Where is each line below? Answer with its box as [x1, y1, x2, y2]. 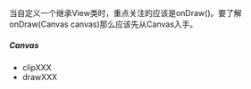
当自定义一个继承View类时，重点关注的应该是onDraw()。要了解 [9, 8, 242, 18]
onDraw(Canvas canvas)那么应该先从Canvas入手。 [9, 19, 198, 29]
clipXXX [21, 61, 52, 73]
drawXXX [21, 71, 58, 82]
